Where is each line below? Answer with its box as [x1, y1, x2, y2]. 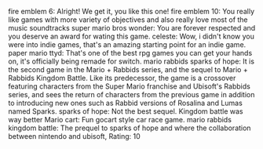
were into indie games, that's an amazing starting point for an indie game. [8, 40, 247, 49]
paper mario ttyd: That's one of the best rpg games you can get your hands [8, 49, 253, 57]
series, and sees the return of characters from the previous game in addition [8, 90, 255, 99]
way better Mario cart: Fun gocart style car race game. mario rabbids [8, 115, 232, 124]
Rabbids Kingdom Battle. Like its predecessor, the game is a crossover [8, 74, 236, 82]
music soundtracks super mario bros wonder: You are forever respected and [8, 24, 256, 32]
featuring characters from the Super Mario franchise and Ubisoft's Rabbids [8, 82, 251, 91]
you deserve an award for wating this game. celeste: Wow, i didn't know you [8, 31, 255, 41]
